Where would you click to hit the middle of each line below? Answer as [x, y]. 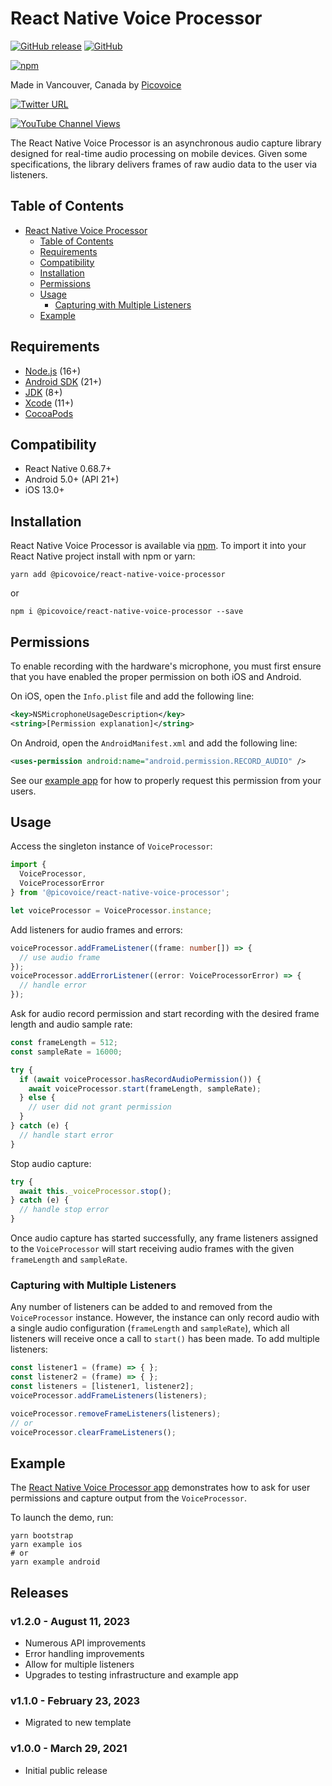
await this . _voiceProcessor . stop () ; [95, 1191]
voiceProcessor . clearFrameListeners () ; [93, 1432]
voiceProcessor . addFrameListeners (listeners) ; [109, 1395]
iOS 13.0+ [44, 490]
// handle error [53, 985]
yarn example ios [46, 1545]
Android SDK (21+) [63, 381]
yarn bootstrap [42, 1536]
